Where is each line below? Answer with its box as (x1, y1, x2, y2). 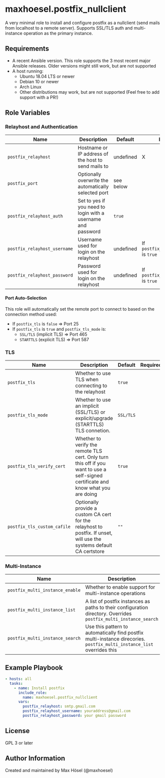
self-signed (75, 472, 103, 479)
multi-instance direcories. (85, 636, 146, 642)
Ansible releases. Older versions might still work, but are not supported (12, 63, 156, 69)
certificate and (75, 478, 109, 485)
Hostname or (78, 144, 108, 151)
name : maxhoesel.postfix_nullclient (23, 695, 98, 700)
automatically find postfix (85, 630, 144, 637)
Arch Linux (19, 84, 42, 90)
